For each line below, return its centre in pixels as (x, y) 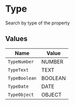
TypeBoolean (22, 78)
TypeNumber (21, 62)
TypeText (18, 70)
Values (16, 39)
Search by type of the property (37, 23)
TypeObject (21, 95)
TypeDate (18, 86)
